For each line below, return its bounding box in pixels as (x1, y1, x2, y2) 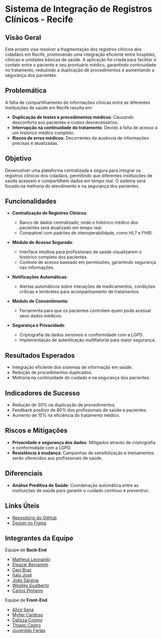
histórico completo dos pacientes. (19, 254, 88, 260)
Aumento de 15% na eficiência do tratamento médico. (12, 412, 121, 418)
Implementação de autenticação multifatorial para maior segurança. (19, 337, 156, 343)
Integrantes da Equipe (5, 534, 74, 542)
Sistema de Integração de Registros (5, 3, 152, 15)
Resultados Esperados (5, 351, 75, 359)
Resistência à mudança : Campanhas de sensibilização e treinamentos (12, 449, 155, 456)
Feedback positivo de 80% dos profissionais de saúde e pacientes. (12, 407, 147, 413)
